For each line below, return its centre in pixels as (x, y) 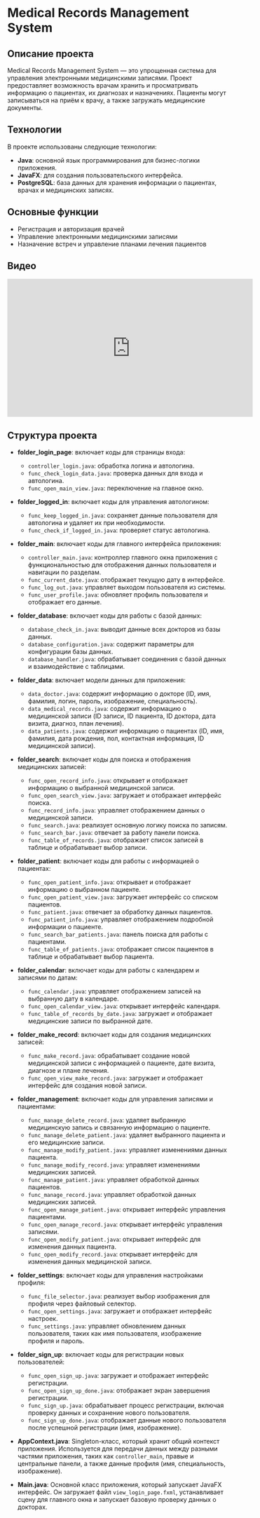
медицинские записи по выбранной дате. (90, 1021)
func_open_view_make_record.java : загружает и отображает (115, 1078)
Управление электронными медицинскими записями (97, 236)
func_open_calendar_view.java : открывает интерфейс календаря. (124, 1006)
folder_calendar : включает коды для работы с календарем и (108, 970)
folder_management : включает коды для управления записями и (115, 1099)
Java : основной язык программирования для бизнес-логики (109, 160)
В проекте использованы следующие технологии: (82, 147)
